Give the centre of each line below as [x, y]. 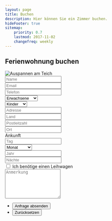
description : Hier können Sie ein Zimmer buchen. [56, 19]
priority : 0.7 [28, 32]
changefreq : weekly [34, 42]
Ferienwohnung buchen [42, 62]
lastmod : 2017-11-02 [35, 37]
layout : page [18, 10]
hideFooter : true [23, 23]
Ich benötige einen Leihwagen [42, 166]
